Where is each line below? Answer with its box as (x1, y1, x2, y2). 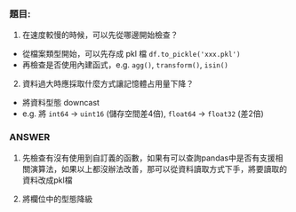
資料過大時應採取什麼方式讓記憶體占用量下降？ (21, 78, 194, 90)
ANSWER (9, 131, 51, 144)
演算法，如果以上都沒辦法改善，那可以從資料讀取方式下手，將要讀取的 (29, 163, 287, 174)
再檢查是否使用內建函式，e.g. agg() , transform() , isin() (21, 59, 229, 70)
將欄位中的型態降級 (21, 193, 93, 204)
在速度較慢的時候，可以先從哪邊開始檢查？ (21, 29, 179, 41)
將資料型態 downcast (21, 98, 100, 108)
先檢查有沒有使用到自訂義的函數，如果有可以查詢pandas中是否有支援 (21, 153, 276, 163)
